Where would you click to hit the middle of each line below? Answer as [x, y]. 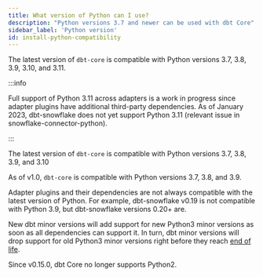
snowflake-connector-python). [58, 123]
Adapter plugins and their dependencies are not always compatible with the [130, 192]
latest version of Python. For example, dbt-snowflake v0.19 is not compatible [131, 201]
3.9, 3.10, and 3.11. [37, 68]
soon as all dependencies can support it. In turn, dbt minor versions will [124, 233]
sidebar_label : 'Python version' [63, 30]
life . [14, 250]
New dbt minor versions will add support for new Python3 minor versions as [131, 224]
